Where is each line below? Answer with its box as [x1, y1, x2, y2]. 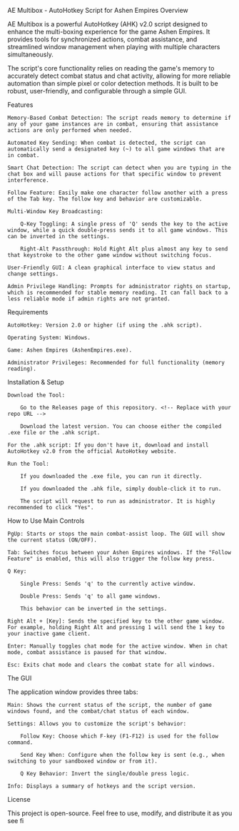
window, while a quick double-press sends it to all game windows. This [7, 227, 228, 234]
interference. [7, 177, 50, 184]
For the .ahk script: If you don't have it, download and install [7, 442, 209, 449]
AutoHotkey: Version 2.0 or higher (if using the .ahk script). [7, 322, 203, 329]
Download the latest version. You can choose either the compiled [20, 423, 222, 430]
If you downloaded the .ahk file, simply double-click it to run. [20, 485, 222, 492]
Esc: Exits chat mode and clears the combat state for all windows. [7, 661, 215, 668]
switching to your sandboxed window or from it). [7, 758, 158, 765]
